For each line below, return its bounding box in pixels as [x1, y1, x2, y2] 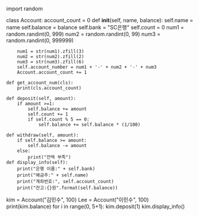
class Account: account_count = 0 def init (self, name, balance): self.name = [6, 17, 194, 23]
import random [6, 5, 43, 12]
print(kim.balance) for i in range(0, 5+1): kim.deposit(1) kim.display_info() [6, 203, 185, 210]
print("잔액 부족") [28, 154, 71, 160]
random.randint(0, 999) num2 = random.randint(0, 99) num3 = [6, 31, 161, 38]
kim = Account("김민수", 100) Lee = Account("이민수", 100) [6, 196, 149, 203]
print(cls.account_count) [17, 85, 82, 91]
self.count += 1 [28, 111, 68, 117]
